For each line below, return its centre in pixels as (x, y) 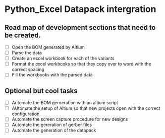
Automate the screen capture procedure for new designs (70, 119)
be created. (23, 35)
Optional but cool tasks (41, 91)
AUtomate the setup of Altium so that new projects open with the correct (86, 108)
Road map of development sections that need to (80, 28)
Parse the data (27, 53)
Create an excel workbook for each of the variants (63, 59)
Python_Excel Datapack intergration (81, 9)
